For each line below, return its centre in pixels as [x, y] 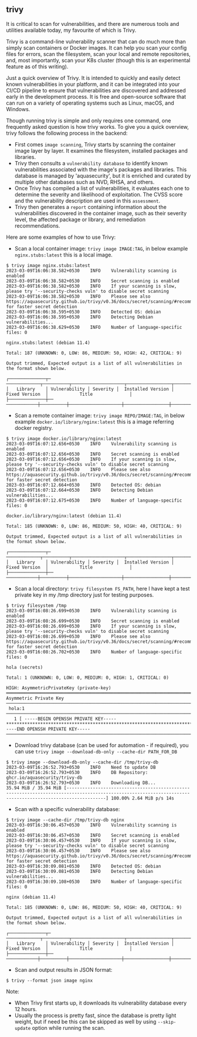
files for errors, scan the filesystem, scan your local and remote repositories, [98, 54]
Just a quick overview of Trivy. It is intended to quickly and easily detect [93, 78]
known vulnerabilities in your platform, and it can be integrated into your [93, 84]
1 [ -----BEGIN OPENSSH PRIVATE [53, 719]
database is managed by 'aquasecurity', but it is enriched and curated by [103, 175]
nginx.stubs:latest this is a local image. [64, 255]
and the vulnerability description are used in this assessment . [87, 201]
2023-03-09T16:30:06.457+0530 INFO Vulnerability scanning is [91, 825]
